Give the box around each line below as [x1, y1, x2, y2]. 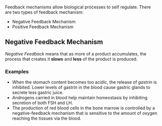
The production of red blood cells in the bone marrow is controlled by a [12, 105, 155, 111]
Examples [5, 68, 29, 75]
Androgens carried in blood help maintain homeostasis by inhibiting [12, 95, 147, 101]
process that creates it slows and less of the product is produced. [5, 56, 138, 62]
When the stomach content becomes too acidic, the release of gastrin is [12, 79, 157, 85]
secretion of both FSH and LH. [12, 100, 73, 106]
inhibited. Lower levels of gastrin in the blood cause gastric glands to [12, 85, 151, 90]
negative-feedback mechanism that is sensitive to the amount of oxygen [12, 110, 157, 116]
